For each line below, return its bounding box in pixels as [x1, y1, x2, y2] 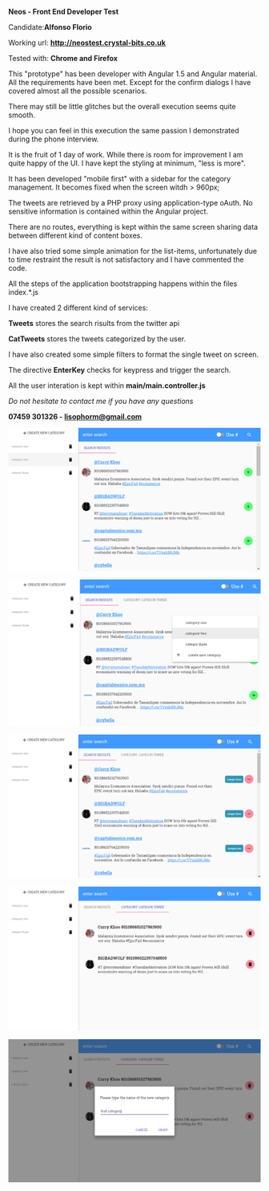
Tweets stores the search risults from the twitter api [8, 319, 180, 328]
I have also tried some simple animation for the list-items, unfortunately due [8, 247, 258, 255]
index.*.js [8, 288, 38, 296]
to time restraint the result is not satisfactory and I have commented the [8, 255, 244, 264]
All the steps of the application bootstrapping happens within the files [8, 279, 238, 288]
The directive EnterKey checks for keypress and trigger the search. [8, 365, 231, 374]
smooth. [8, 110, 36, 120]
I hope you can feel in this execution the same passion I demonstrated [8, 126, 239, 135]
